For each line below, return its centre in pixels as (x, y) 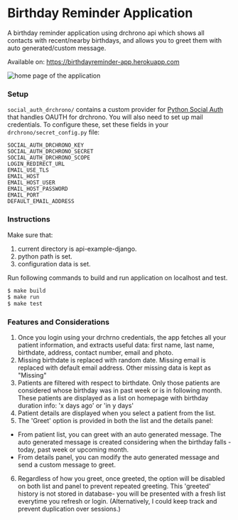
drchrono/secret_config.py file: (54, 132)
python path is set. (45, 256)
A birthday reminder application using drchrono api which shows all (106, 33)
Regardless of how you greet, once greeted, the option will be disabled (121, 479)
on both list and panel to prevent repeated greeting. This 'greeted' (114, 487)
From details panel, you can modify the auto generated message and (118, 457)
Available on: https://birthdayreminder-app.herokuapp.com (93, 61)
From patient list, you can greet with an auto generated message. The (119, 435)
